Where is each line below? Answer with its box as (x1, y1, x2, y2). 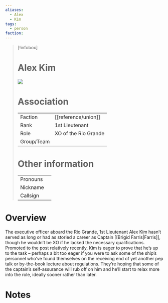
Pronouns (20, 175, 43, 182)
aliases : (5, 7, 24, 13)
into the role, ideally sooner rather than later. (5, 271, 97, 277)
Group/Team (20, 138, 50, 145)
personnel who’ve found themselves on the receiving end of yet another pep (5, 255, 163, 261)
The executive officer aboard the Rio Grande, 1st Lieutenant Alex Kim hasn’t (5, 229, 161, 235)
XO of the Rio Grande (54, 130, 105, 137)
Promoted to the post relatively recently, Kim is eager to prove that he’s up (5, 245, 158, 251)
